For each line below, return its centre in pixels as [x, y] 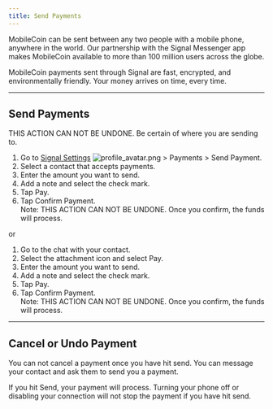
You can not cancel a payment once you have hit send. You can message [131, 363]
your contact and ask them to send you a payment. [93, 372]
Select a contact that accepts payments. [88, 167]
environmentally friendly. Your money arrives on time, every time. [118, 80]
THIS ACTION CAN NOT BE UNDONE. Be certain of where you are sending [133, 133]
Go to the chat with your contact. [75, 250]
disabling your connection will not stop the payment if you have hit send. [130, 396]
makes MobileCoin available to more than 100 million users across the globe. [136, 56]
